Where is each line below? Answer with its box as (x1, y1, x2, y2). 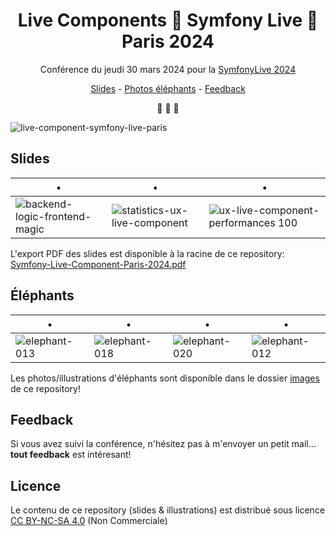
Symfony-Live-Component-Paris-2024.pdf (10, 258, 187, 270)
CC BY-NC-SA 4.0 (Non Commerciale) (10, 515, 168, 527)
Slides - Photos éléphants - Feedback (90, 82, 246, 94)
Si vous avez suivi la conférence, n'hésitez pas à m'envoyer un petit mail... (10, 438, 317, 450)
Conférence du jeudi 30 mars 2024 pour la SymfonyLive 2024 (39, 63, 297, 75)
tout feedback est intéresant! (10, 449, 132, 461)
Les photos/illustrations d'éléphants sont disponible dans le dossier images (10, 372, 320, 384)
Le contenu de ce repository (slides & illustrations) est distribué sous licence (10, 504, 326, 516)
